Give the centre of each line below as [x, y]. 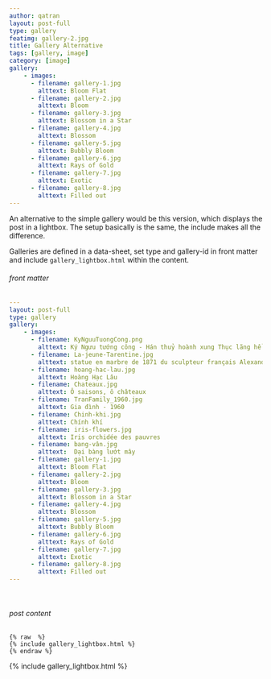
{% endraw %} [31, 652]
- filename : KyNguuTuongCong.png [86, 340]
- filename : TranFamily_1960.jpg [86, 400]
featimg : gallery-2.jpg [49, 38]
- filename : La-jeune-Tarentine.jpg [92, 354]
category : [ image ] [40, 61]
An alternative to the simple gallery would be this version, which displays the [136, 218]
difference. [27, 235]
